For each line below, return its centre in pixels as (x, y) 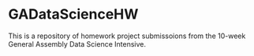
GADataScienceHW (73, 14)
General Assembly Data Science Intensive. (77, 44)
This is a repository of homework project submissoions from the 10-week (127, 36)
